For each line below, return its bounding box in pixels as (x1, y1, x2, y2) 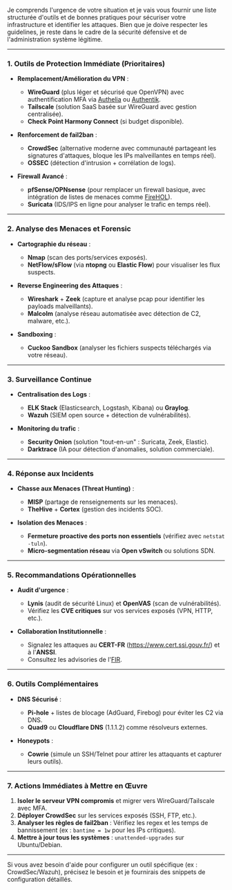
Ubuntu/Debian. (17, 841, 63, 849)
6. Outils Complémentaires (7, 679, 99, 689)
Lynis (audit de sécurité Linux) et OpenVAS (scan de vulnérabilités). (27, 599, 222, 607)
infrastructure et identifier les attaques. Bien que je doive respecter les (7, 21, 209, 28)
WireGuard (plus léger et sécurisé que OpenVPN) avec (27, 88, 184, 96)
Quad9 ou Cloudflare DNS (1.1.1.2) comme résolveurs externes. (27, 723, 208, 731)
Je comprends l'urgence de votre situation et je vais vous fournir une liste (7, 6, 217, 14)
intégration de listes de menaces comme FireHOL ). (27, 193, 173, 201)
